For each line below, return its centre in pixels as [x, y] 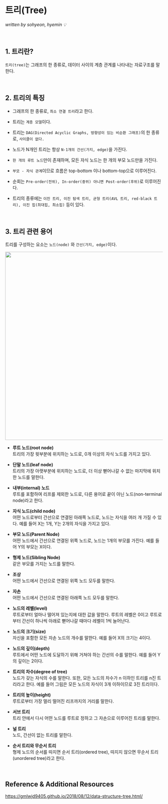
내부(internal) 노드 [31, 488]
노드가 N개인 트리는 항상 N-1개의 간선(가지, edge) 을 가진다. [70, 149]
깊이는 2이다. [30, 661]
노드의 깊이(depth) [31, 648]
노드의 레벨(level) [30, 608]
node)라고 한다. [28, 500]
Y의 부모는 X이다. [35, 547]
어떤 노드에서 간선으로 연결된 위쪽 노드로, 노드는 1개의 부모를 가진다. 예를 [83, 541]
